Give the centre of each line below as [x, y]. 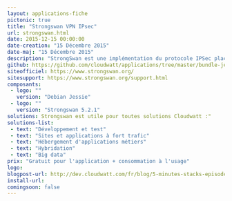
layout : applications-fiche [48, 13]
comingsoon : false [33, 187]
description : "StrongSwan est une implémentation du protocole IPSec [109, 59]
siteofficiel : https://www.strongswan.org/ [71, 71]
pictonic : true [29, 20]
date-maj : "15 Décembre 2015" [51, 52]
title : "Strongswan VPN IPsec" [52, 26]
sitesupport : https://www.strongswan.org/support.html [88, 78]
